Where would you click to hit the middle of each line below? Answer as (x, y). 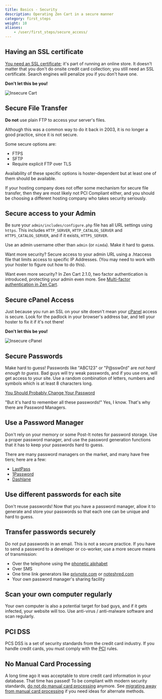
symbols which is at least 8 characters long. (49, 383)
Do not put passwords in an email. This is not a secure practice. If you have (80, 544)
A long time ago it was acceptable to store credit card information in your (78, 676)
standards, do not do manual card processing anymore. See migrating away (81, 686)
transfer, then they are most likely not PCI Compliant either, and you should (80, 193)
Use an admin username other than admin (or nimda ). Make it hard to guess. (80, 245)
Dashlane (22, 479)
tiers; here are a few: (26, 459)
